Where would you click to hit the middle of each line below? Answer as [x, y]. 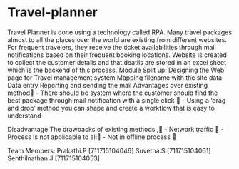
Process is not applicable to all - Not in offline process [89, 137]
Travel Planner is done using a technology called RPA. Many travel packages [120, 32]
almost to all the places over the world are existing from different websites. [117, 39]
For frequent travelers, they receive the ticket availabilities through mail [112, 47]
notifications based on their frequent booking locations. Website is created [117, 55]
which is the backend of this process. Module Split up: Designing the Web [116, 70]
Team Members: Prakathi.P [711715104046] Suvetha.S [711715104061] [109, 150]
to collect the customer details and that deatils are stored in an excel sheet [117, 62]
